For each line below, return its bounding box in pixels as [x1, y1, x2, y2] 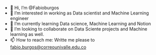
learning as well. [10, 31, 44, 37]
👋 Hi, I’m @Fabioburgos [10, 5, 59, 10]
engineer [10, 15, 29, 21]
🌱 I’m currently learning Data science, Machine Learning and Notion [10, 20, 151, 26]
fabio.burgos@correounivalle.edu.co [10, 44, 87, 50]
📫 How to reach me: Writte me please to [10, 37, 95, 42]
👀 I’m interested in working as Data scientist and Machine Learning [10, 10, 149, 16]
